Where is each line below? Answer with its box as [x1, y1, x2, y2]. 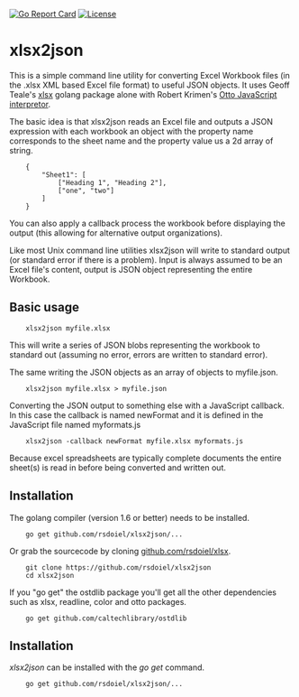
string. [9, 144, 33, 155]
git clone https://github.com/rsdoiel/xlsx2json [25, 562, 212, 572]
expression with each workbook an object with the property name [9, 125, 254, 136]
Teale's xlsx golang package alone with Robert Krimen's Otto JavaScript [9, 88, 277, 99]
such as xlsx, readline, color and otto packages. [9, 596, 187, 607]
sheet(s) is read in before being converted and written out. [9, 461, 227, 473]
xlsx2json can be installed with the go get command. [9, 662, 205, 673]
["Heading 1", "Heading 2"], [57, 178, 168, 187]
